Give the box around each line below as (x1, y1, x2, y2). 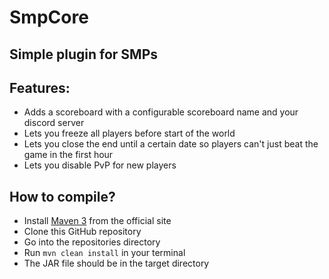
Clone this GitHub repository (23, 226, 142, 238)
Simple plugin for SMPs (9, 46, 159, 63)
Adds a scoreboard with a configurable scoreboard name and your (23, 106, 299, 118)
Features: (9, 79, 71, 96)
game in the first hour (23, 149, 114, 161)
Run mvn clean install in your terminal (23, 247, 186, 259)
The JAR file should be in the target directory (23, 257, 210, 270)
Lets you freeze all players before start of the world (23, 127, 236, 140)
